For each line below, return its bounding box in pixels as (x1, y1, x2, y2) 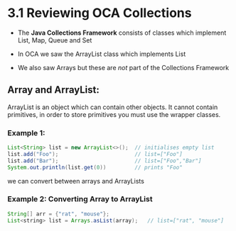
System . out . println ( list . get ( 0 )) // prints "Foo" (7, 164, 183, 171)
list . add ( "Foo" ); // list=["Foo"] (7, 150, 183, 157)
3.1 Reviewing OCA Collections (7, 5, 192, 21)
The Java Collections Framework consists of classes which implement (17, 28, 227, 37)
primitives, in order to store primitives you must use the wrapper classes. (7, 110, 221, 118)
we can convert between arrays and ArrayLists (7, 176, 144, 185)
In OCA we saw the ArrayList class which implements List (17, 50, 186, 58)
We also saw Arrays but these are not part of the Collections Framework (17, 63, 230, 72)
